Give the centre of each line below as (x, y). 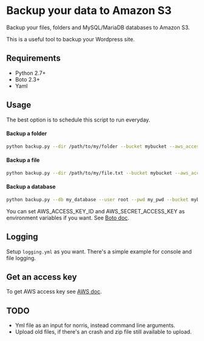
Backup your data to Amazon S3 (89, 11)
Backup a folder (27, 134)
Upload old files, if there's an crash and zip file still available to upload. (104, 332)
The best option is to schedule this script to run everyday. (78, 120)
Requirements (33, 58)
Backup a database (31, 187)
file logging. (21, 258)
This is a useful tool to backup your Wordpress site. (71, 39)
